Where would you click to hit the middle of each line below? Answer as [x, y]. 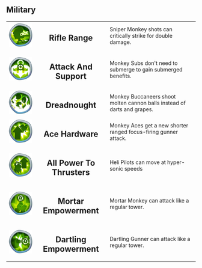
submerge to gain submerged [146, 69]
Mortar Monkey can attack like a [149, 201]
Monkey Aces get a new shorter [149, 126]
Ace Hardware [71, 134]
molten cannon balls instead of [148, 103]
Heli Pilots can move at [138, 162]
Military [21, 10]
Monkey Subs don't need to [144, 63]
